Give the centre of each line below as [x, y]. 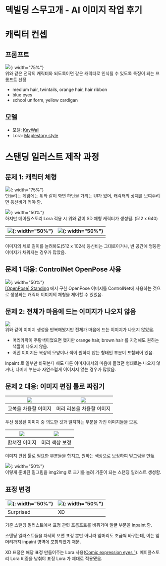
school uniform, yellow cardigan [45, 100]
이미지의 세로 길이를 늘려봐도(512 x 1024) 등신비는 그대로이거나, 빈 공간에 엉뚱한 [83, 246]
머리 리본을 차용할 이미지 [83, 409]
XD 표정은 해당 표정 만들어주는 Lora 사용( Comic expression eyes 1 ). [72, 553]
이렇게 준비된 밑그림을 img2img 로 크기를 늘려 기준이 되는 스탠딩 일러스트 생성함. [83, 472]
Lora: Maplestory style [35, 135]
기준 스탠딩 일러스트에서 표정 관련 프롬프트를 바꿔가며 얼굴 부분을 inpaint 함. [79, 525]
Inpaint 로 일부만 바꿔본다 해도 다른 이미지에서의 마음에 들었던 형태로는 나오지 [80, 363]
